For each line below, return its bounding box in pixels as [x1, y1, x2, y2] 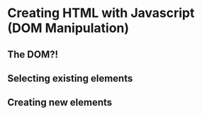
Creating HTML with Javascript [7, 5, 195, 21]
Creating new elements [7, 97, 113, 109]
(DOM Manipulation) [7, 20, 130, 36]
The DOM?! [7, 48, 59, 60]
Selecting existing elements [7, 72, 133, 84]
